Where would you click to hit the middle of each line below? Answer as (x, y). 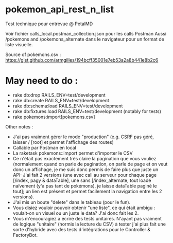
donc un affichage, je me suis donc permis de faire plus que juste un (85, 169)
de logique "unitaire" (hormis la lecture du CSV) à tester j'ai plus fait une (89, 224)
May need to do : (42, 81)
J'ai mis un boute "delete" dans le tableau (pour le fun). (72, 202)
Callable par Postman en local (44, 147)
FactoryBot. (25, 235)
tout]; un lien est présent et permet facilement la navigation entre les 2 (87, 191)
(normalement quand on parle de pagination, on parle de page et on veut (90, 164)
